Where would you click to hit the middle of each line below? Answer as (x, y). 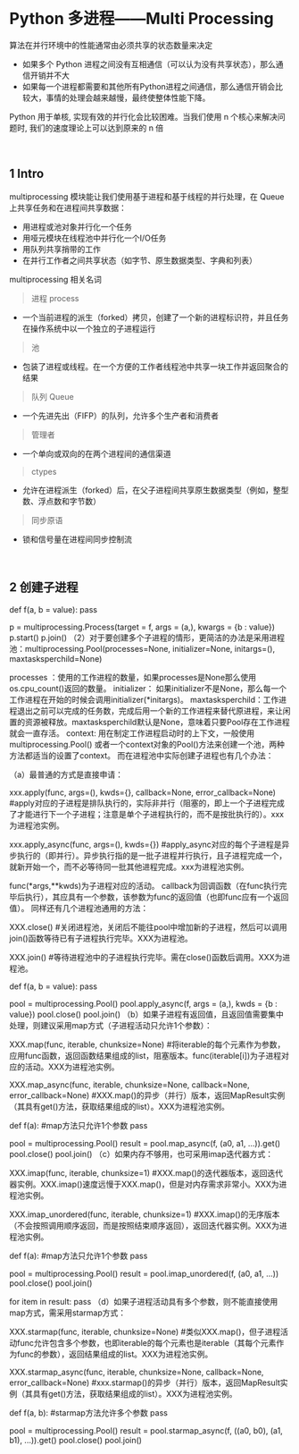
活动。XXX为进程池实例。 (72, 1067)
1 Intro (27, 174)
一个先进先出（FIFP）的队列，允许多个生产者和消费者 (120, 415)
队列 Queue (52, 396)
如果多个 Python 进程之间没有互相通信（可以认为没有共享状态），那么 (149, 63)
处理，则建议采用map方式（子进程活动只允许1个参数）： (111, 1025)
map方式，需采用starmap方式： (68, 1313)
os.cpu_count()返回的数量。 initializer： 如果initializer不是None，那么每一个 (148, 688)
